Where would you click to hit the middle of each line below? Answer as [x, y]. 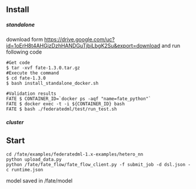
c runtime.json [25, 170]
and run [171, 46]
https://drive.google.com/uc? [79, 39]
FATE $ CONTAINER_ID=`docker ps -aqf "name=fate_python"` [79, 99]
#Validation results [31, 94]
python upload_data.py [34, 159]
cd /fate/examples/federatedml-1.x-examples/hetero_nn [75, 154]
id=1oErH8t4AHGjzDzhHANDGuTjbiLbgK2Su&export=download [83, 46]
